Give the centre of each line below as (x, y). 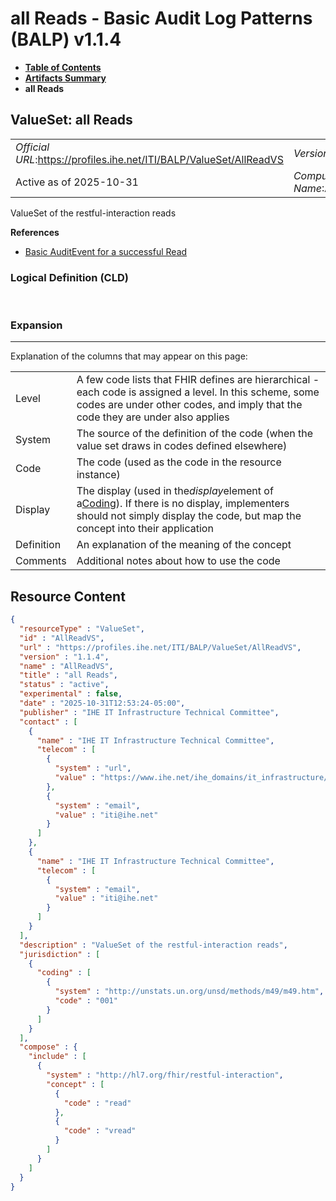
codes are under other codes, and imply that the (189, 405)
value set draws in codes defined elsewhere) (182, 446)
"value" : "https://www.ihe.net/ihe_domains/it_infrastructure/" (193, 778)
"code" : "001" (86, 1001)
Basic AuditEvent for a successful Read (106, 251)
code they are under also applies (153, 417)
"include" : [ (57, 1057)
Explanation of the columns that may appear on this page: (129, 356)
